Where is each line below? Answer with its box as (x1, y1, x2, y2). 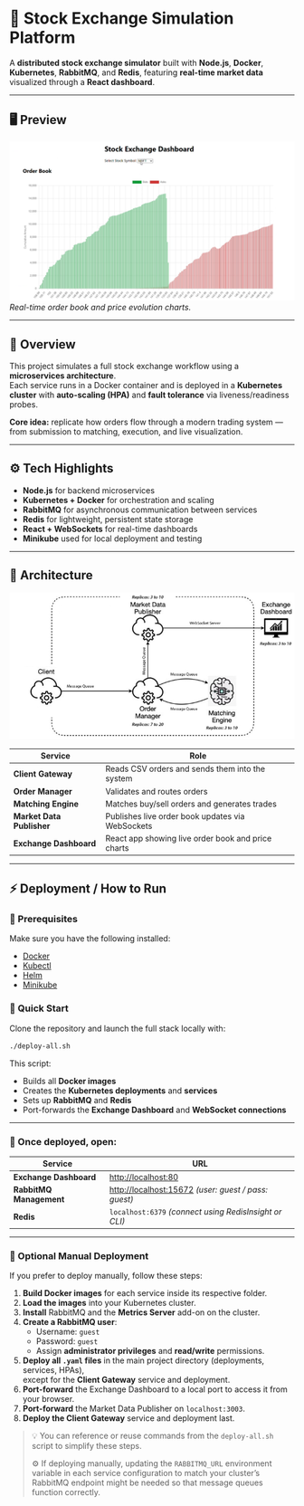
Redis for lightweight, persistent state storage (22, 513, 194, 524)
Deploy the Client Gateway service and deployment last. (22, 1412, 235, 1424)
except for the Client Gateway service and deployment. (22, 1374, 231, 1385)
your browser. (22, 1393, 75, 1404)
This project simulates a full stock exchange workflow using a (9, 361, 240, 372)
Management (13, 1194, 65, 1205)
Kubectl (22, 960, 52, 971)
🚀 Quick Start (9, 1002, 70, 1015)
